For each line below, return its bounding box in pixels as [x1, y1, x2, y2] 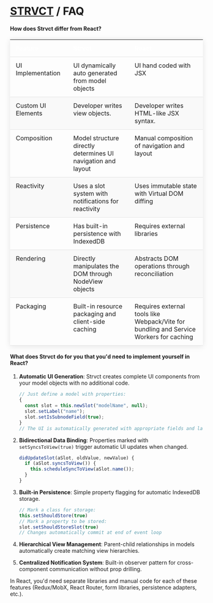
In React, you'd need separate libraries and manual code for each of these [10, 577, 198, 585]
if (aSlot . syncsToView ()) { [24, 461, 97, 467]
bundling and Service [134, 325, 196, 333]
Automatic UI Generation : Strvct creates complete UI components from [18, 373, 200, 380]
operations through [134, 262, 190, 270]
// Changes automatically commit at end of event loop [18, 530, 162, 536]
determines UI [73, 149, 114, 157]
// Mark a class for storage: [18, 506, 97, 513]
